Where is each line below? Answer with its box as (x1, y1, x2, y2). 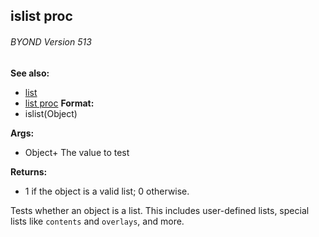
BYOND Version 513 (10, 35, 92, 48)
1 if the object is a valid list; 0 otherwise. (24, 185, 190, 197)
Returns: (10, 165, 48, 178)
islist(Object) (24, 107, 78, 119)
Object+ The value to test (24, 146, 130, 158)
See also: (10, 67, 50, 79)
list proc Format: (24, 97, 95, 109)
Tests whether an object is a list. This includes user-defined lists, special (10, 204, 310, 216)
